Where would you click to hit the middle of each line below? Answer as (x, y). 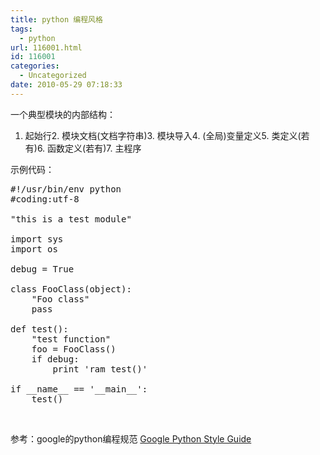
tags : (21, 29)
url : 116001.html (46, 47)
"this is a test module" (71, 219)
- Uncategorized (53, 76)
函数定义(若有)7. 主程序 (94, 148)
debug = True (42, 269)
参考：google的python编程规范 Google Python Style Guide (131, 438)
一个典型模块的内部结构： (63, 114)
